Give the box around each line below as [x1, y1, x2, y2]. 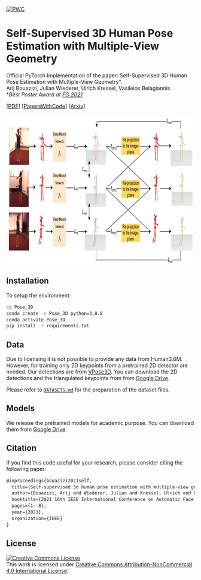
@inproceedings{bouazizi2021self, [6, 478, 93, 484]
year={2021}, [11, 509, 44, 515]
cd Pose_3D [6, 304, 33, 310]
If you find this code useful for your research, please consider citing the [6, 458, 183, 466]
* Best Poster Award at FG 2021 [6, 90, 83, 98]
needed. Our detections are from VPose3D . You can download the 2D [6, 368, 178, 375]
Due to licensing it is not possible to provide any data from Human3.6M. [6, 356, 183, 363]
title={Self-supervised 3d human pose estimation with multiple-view [11, 484, 188, 490]
